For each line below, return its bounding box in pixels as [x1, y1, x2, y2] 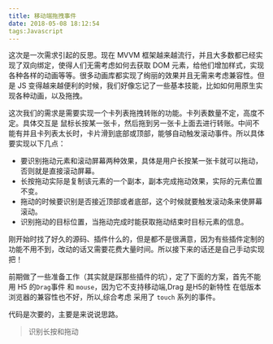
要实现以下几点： [8, 139, 66, 149]
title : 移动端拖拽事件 [8, 11, 77, 20]
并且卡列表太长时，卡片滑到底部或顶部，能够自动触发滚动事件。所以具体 [22, 128, 265, 138]
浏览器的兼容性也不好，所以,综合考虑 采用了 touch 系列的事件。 [8, 292, 220, 302]
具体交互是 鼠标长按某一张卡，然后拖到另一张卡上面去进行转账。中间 [22, 119, 253, 128]
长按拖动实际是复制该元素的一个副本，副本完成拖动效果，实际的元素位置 [19, 176, 262, 186]
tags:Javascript [8, 27, 63, 35]
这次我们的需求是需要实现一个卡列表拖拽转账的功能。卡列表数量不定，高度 [8, 108, 258, 118]
